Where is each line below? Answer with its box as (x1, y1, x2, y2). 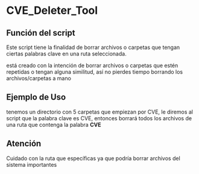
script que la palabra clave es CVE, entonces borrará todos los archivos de (6, 114, 192, 121)
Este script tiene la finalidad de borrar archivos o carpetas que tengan (6, 43, 180, 51)
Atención (6, 138, 42, 149)
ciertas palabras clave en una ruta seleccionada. (6, 50, 127, 57)
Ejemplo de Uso (6, 92, 66, 103)
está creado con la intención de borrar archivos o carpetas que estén (6, 62, 178, 69)
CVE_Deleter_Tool (6, 4, 98, 18)
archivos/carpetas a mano (6, 75, 71, 82)
